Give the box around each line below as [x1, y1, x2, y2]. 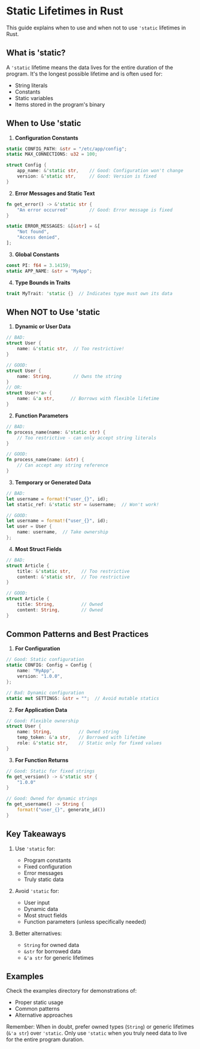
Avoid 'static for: [14, 887, 59, 894]
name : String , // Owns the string [17, 373, 122, 379]
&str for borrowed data [23, 948, 81, 955]
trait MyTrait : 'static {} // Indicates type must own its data [6, 290, 172, 296]
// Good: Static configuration [6, 657, 84, 663]
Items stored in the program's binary [14, 101, 105, 108]
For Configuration [14, 645, 60, 652]
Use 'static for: [14, 844, 56, 852]
